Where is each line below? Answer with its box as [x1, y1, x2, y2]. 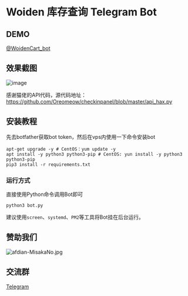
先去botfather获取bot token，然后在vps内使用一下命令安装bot [6, 133, 156, 140]
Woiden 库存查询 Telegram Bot [6, 5, 157, 19]
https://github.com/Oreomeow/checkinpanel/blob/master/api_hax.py [6, 98, 173, 105]
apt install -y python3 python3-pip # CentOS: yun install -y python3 [6, 151, 183, 157]
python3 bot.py [6, 202, 43, 208]
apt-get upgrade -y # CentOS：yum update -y [6, 146, 116, 152]
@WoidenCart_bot [6, 45, 51, 52]
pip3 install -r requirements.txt [6, 161, 91, 168]
